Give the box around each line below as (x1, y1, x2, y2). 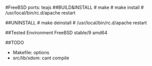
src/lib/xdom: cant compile (12, 55, 70, 61)
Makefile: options (12, 50, 50, 55)
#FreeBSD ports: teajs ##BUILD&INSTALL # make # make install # (5, 5, 144, 10)
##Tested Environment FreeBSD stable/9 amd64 (5, 30, 107, 35)
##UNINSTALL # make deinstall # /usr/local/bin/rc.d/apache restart (5, 20, 147, 26)
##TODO (5, 39, 24, 46)
